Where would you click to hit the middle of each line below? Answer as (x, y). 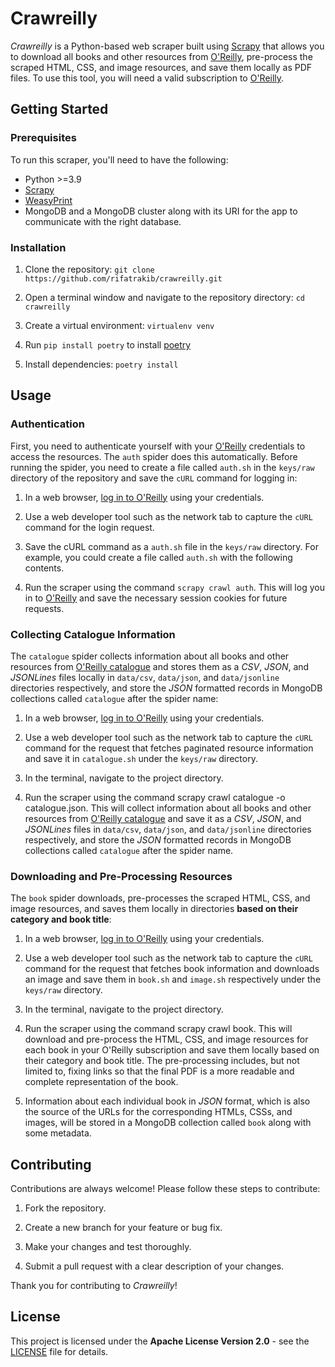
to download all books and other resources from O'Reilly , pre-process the (161, 56)
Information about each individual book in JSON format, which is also (167, 1101)
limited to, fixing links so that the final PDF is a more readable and (159, 1071)
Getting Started (59, 109)
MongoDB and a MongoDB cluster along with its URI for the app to (161, 211)
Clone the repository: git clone (89, 269)
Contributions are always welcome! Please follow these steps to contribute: (165, 1189)
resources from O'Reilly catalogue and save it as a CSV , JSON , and (163, 818)
